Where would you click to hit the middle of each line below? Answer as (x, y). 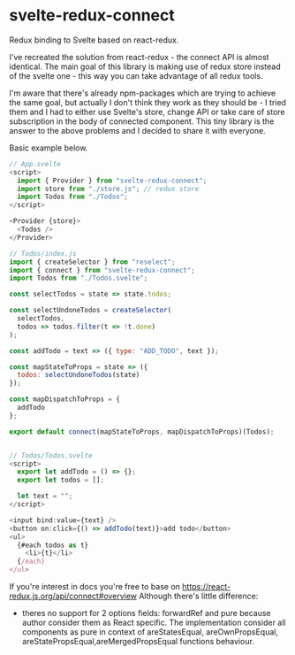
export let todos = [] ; (61, 480)
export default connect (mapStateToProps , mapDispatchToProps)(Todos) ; (142, 432)
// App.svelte (35, 164)
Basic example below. (49, 148)
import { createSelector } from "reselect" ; (92, 262)
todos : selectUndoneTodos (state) (79, 375)
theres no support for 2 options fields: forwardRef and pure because (146, 613)
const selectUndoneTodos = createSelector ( (91, 311)
